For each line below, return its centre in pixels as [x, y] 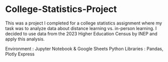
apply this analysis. [25, 39]
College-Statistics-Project [61, 9]
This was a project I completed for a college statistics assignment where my [83, 23]
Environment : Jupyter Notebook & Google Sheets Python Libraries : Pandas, [84, 48]
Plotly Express [20, 54]
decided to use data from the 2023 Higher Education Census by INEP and [81, 33]
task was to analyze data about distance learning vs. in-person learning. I [81, 28]
